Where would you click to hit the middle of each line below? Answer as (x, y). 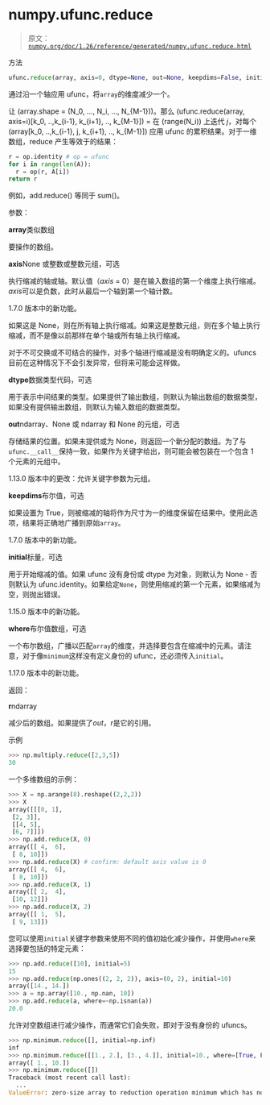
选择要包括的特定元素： (47, 948)
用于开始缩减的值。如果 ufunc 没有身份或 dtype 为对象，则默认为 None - (129, 575)
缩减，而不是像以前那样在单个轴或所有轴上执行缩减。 (96, 335)
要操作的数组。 (33, 247)
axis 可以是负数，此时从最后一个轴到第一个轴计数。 (93, 291)
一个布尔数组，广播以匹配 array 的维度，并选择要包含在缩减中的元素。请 (127, 646)
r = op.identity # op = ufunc (59, 156)
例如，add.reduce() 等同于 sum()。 (66, 196)
